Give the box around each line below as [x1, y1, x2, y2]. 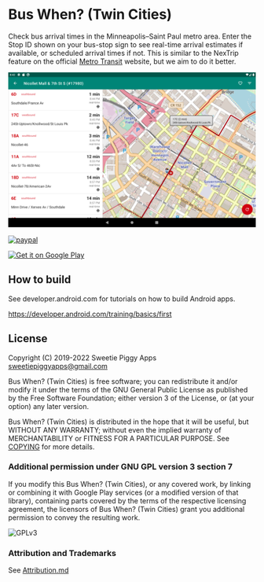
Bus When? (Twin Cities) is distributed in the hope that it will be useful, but [8, 417, 249, 426]
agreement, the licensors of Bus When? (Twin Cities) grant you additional [8, 504, 245, 514]
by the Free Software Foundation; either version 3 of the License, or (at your [8, 393, 255, 403]
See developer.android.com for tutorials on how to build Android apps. [8, 293, 236, 304]
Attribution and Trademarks [8, 547, 116, 558]
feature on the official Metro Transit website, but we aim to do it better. [8, 57, 236, 66]
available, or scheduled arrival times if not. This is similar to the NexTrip [8, 48, 240, 57]
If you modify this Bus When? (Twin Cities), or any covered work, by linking [8, 479, 251, 488]
